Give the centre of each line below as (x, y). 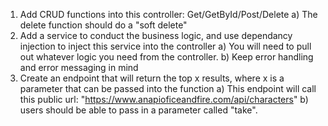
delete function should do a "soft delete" (103, 25)
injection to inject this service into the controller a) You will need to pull (165, 46)
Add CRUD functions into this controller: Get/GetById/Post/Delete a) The (168, 14)
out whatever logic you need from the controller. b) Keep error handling (166, 57)
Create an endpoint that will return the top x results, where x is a (152, 78)
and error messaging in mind (79, 67)
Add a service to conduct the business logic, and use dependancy (156, 35)
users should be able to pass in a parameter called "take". (138, 110)
